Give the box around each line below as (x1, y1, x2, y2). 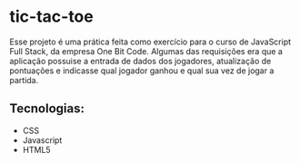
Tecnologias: (9, 101, 85, 117)
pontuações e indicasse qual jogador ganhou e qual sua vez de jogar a (9, 65, 275, 76)
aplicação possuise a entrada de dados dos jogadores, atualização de (9, 55, 272, 66)
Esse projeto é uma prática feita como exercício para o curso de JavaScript (9, 36, 292, 47)
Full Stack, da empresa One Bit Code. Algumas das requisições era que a (9, 45, 284, 56)
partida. (9, 74, 39, 85)
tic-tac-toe (9, 6, 94, 27)
